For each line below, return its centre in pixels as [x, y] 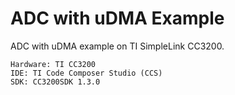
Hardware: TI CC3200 [53, 64]
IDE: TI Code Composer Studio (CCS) [86, 73]
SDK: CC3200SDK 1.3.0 [55, 82]
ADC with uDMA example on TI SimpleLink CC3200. [117, 46]
